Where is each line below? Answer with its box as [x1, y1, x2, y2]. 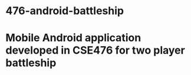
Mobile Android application [5, 31, 141, 45]
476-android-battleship [5, 4, 124, 18]
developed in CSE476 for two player [5, 44, 185, 57]
